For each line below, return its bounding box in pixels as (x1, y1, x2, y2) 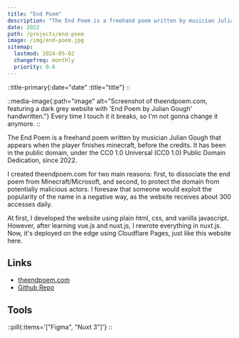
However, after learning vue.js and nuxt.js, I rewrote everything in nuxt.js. (7, 221, 222, 230)
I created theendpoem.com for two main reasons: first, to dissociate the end (7, 169, 230, 178)
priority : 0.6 (14, 63, 55, 70)
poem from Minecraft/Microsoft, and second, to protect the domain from (7, 177, 220, 186)
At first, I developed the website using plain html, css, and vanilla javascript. (7, 213, 229, 222)
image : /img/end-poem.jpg (7, 37, 84, 44)
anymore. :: (7, 119, 41, 128)
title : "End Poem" (7, 10, 62, 18)
